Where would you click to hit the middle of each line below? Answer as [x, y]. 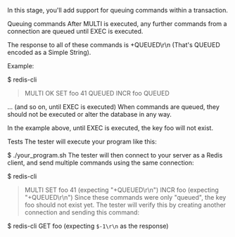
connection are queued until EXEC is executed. [75, 31]
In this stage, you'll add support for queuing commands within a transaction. [118, 10]
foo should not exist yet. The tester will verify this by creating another [125, 205]
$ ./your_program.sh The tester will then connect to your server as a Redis [115, 155]
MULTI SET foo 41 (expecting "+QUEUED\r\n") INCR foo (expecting [122, 190]
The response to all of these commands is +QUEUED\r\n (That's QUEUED [114, 45]
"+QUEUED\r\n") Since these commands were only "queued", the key [125, 197]
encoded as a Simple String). [49, 52]
